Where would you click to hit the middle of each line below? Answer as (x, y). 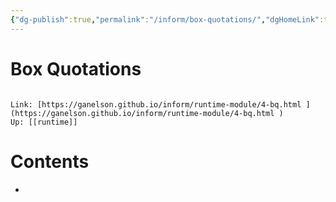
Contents (50, 161)
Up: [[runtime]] (44, 122)
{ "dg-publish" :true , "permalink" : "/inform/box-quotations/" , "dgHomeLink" (165, 19)
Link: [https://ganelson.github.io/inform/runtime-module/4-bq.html (156, 104)
